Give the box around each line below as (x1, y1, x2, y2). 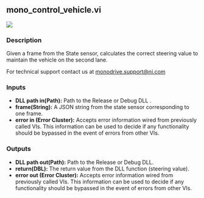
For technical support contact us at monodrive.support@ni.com (6, 68, 166, 76)
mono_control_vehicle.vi (6, 5, 102, 15)
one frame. (15, 110, 43, 118)
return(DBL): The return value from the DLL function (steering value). (15, 164, 190, 172)
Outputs (6, 144, 32, 153)
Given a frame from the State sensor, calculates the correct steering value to (6, 50, 199, 57)
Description (6, 36, 42, 44)
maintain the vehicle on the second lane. (6, 56, 108, 63)
